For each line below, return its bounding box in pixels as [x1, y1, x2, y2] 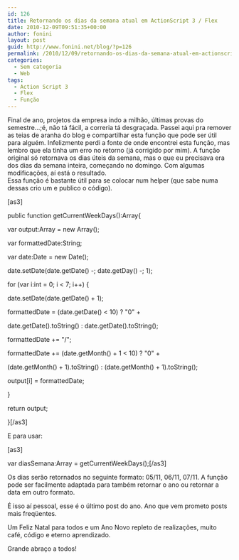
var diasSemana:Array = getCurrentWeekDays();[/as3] [7, 459, 167, 468]
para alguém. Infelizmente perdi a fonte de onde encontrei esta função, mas [7, 139, 230, 146]
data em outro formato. [7, 488, 75, 496]
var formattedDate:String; [7, 239, 83, 247]
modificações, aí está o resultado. [7, 168, 107, 177]
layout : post [7, 37, 46, 44]
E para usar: [7, 431, 43, 440]
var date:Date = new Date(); [7, 253, 89, 261]
